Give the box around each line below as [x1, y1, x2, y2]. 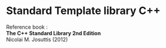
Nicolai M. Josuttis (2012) [6, 36, 68, 43]
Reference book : [6, 23, 48, 30]
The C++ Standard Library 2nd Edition [6, 29, 101, 36]
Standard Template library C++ [6, 4, 161, 18]
